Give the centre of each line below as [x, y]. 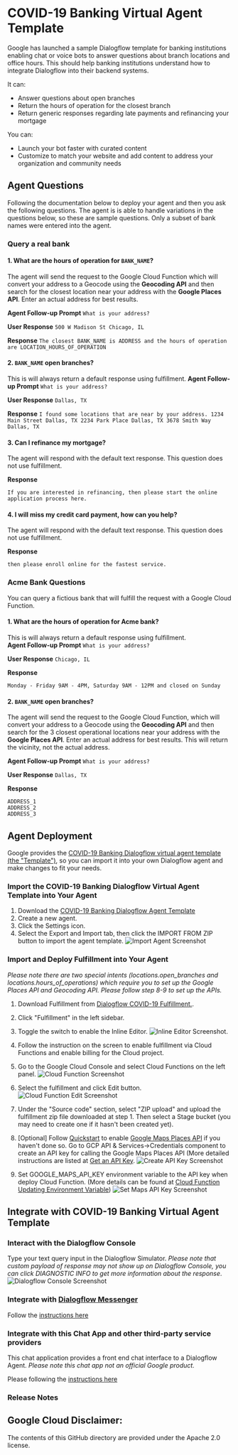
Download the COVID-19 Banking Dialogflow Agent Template [106, 911]
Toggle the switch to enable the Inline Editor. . [123, 1031]
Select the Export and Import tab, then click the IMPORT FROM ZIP [115, 934]
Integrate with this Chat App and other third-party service [109, 1334]
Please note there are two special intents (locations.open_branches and [113, 975]
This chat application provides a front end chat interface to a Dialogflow [113, 1358]
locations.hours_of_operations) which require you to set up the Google [110, 983]
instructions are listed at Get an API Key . [76, 1160]
